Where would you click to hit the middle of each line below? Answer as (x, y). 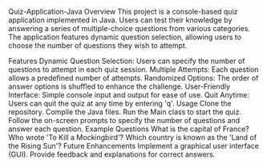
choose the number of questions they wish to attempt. (98, 46)
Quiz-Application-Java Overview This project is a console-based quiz (123, 12)
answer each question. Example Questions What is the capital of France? (129, 129)
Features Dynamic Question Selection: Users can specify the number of (127, 61)
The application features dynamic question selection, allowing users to (125, 37)
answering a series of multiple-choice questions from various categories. (129, 28)
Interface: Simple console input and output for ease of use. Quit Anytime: (129, 95)
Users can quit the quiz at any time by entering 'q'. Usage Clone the (120, 103)
